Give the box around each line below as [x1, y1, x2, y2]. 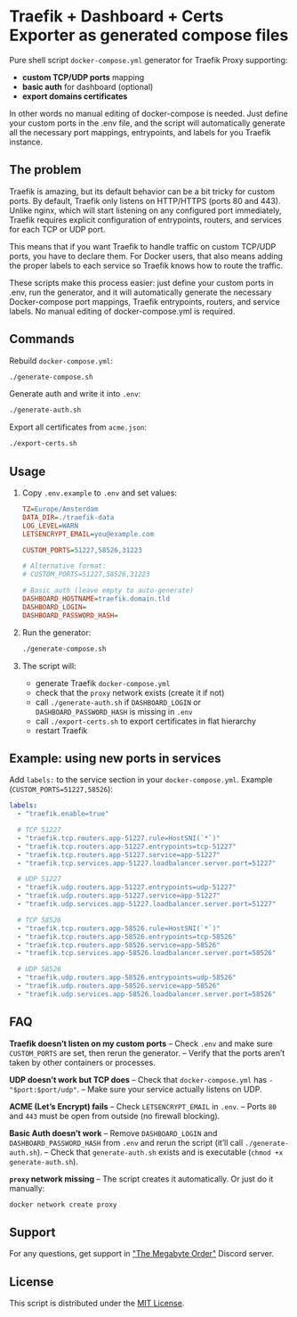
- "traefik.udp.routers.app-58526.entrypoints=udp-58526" [17, 973, 237, 982]
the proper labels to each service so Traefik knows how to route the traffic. [9, 260, 284, 271]
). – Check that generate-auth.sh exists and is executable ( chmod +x [36, 1147, 284, 1157]
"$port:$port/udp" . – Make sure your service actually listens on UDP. [9, 1084, 262, 1094]
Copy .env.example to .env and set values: [21, 487, 178, 498]
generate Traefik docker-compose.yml [35, 677, 171, 688]
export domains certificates [21, 91, 128, 102]
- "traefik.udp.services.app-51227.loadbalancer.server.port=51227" [17, 900, 277, 909]
